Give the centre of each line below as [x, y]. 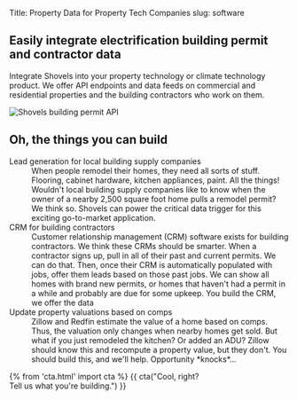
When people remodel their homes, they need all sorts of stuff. [145, 170]
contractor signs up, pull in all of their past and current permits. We [154, 255]
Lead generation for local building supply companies [105, 161]
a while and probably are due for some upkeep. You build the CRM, [154, 293]
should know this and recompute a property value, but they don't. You [159, 349]
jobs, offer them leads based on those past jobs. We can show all [150, 274]
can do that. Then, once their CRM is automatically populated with [152, 264]
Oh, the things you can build [89, 140]
